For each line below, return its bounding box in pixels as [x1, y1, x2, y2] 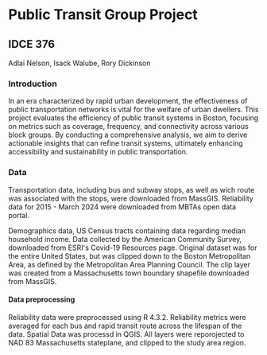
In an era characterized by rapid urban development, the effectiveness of [8, 96, 248, 106]
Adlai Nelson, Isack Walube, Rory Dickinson [8, 58, 151, 68]
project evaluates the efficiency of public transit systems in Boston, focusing [8, 113, 259, 123]
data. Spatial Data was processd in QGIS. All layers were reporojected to [8, 329, 245, 339]
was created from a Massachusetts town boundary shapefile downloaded [8, 268, 250, 278]
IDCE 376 [8, 37, 56, 51]
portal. [8, 210, 30, 220]
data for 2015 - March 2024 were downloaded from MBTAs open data [8, 201, 237, 212]
